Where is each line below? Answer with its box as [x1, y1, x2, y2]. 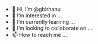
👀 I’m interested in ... [11, 12, 62, 19]
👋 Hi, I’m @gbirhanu [11, 6, 61, 12]
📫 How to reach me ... [11, 32, 67, 38]
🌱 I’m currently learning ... [11, 18, 75, 25]
